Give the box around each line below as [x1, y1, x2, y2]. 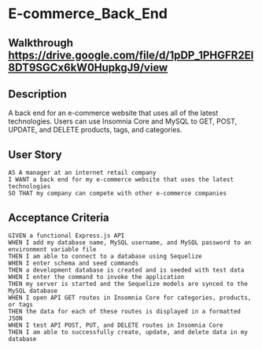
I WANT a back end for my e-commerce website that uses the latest [8, 176, 234, 184]
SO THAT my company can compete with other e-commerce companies [8, 190, 227, 198]
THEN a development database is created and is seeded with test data [8, 266, 245, 274]
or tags [8, 301, 34, 309]
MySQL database [8, 287, 58, 295]
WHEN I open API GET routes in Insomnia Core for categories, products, [8, 294, 252, 302]
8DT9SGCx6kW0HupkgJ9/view [8, 61, 168, 74]
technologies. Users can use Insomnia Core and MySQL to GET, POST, [8, 117, 238, 126]
